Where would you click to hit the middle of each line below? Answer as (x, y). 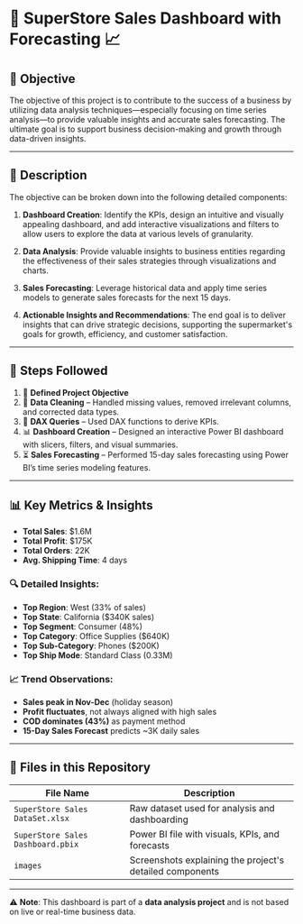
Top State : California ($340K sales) (88, 617)
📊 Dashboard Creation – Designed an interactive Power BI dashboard (153, 431)
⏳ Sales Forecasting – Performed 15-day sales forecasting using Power (156, 454)
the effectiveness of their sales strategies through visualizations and (149, 261)
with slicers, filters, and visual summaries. (100, 444)
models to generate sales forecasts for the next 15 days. (127, 297)
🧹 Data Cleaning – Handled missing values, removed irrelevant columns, (156, 402)
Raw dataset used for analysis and (202, 808)
